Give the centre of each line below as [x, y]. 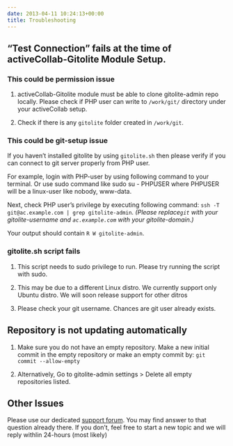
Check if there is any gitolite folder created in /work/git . [101, 123]
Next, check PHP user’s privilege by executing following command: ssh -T [113, 205]
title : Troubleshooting [42, 20]
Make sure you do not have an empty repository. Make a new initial [113, 347]
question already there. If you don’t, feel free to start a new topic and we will [116, 428]
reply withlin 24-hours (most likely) [57, 435]
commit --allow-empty [48, 361]
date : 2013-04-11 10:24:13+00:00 [56, 14]
